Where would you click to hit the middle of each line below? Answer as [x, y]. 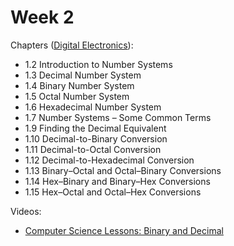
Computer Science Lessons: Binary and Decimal [124, 230]
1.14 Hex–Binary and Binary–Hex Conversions [117, 181]
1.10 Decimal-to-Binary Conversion [96, 138]
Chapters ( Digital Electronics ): [72, 45]
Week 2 [42, 17]
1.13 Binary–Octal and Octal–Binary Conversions [123, 170]
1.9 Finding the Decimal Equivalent [95, 128]
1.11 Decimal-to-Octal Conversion [93, 149]
